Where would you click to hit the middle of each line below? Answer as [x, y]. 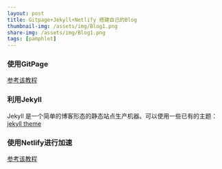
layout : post [26, 13]
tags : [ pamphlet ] [32, 39]
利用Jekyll [25, 100]
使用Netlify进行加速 [40, 142]
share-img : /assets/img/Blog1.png [57, 32]
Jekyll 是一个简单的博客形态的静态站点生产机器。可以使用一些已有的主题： [112, 116]
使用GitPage [28, 64]
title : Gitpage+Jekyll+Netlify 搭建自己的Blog [72, 20]
